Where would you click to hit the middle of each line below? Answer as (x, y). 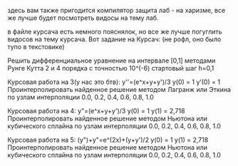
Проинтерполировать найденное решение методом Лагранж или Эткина (119, 89)
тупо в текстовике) (36, 47)
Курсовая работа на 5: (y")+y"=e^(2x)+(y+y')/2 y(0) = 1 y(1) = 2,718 (108, 140)
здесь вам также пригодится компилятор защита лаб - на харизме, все (117, 10)
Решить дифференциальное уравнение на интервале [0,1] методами (112, 61)
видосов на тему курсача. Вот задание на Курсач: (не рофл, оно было (114, 39)
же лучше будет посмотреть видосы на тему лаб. (83, 18)
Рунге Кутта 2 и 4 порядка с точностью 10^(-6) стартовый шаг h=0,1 (111, 68)
